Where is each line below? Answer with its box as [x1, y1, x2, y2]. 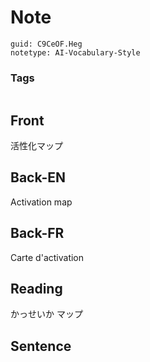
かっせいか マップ [10, 308, 83, 320]
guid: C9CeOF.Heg [10, 39, 83, 49]
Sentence [10, 337, 72, 355]
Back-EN [10, 169, 66, 186]
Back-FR [10, 225, 65, 242]
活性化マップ [10, 140, 63, 152]
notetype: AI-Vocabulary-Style [10, 47, 141, 58]
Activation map [10, 196, 73, 208]
